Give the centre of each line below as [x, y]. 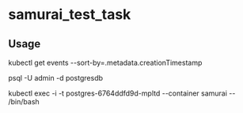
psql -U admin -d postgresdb [56, 78]
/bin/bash [24, 102]
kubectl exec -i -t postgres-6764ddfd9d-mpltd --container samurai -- [122, 93]
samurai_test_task [70, 15]
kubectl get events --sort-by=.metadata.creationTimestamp [105, 62]
